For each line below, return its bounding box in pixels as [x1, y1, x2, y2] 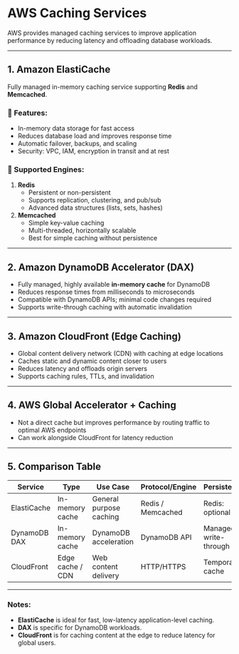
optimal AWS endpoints [17, 426, 87, 434]
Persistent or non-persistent [28, 188, 112, 197]
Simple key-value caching [28, 219, 105, 228]
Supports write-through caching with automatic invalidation [17, 303, 192, 312]
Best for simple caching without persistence [28, 234, 158, 242]
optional [203, 507, 231, 517]
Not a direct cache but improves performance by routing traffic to [17, 418, 210, 426]
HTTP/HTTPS [140, 561, 186, 571]
